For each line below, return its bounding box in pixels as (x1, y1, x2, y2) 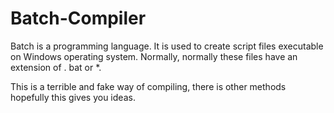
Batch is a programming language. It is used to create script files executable (10, 40, 324, 52)
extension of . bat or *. (10, 61, 102, 73)
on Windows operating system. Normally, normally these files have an (10, 50, 298, 62)
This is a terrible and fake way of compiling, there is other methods (10, 80, 287, 92)
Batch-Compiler (10, 7, 147, 30)
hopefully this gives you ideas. (10, 91, 136, 103)
